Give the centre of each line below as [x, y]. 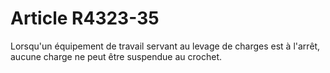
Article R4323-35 [85, 18]
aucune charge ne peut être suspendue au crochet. [116, 56]
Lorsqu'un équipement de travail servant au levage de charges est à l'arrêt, [165, 46]
